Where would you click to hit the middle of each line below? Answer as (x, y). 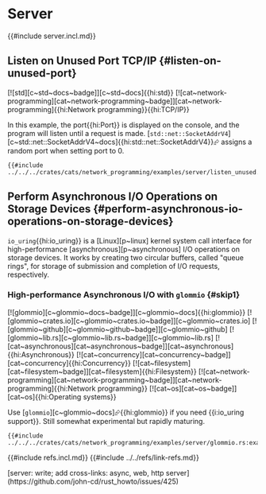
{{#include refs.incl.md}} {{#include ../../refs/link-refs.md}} (103, 457)
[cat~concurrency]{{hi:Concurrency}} (69, 363)
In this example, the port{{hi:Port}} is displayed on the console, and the (123, 125)
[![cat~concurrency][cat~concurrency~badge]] (153, 354)
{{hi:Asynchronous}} (41, 354)
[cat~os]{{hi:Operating (44, 397)
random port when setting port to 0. (66, 150)
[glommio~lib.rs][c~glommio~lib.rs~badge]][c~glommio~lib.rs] (110, 337)
